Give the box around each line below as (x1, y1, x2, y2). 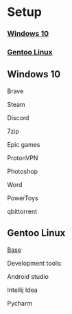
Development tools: (7, 259, 62, 267)
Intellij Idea (7, 286, 38, 294)
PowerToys (7, 194, 39, 202)
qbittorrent (7, 207, 38, 215)
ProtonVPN (7, 153, 38, 162)
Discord (7, 113, 29, 121)
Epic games (7, 140, 40, 148)
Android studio (7, 272, 49, 280)
